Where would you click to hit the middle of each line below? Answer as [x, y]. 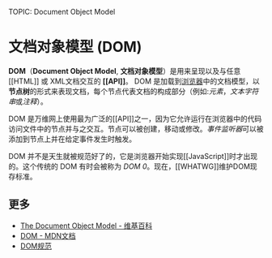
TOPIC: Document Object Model [62, 12]
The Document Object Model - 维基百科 [86, 226]
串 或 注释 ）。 [28, 101]
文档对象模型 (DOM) [75, 47]
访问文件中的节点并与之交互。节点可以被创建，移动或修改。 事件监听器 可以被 [136, 128]
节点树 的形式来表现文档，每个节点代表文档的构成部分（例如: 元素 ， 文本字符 [134, 91]
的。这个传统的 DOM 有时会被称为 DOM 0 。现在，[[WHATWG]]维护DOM [130, 166]
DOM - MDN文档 [48, 235]
